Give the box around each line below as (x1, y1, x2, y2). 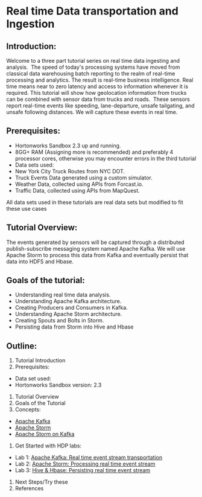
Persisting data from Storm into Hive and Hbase (14, 323, 134, 330)
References (14, 485, 44, 492)
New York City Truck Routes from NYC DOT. (14, 167, 125, 175)
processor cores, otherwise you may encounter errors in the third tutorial (14, 155, 197, 162)
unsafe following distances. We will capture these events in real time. (6, 109, 178, 115)
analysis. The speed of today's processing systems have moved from (6, 63, 180, 71)
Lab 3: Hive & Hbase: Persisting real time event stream (14, 467, 151, 474)
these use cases (6, 205, 47, 212)
